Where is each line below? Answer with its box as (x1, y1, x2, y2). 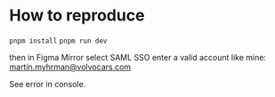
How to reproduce (9, 5, 145, 26)
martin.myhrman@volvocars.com (9, 61, 132, 72)
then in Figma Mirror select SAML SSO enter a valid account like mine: (9, 52, 267, 62)
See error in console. (9, 78, 86, 89)
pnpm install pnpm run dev (9, 36, 108, 45)
